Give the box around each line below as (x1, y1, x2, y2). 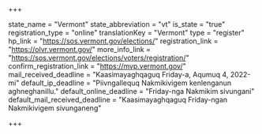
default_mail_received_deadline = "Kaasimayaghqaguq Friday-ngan (8, 95, 228, 104)
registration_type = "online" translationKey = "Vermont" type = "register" (8, 28, 245, 37)
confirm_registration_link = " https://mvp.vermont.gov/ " (8, 61, 187, 71)
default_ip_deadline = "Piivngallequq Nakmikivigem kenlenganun (21, 78, 232, 87)
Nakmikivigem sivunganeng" (8, 103, 102, 113)
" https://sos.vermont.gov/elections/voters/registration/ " (8, 53, 189, 62)
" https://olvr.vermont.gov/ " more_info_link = (8, 45, 152, 54)
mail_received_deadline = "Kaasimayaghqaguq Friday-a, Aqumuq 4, (8, 70, 229, 79)
